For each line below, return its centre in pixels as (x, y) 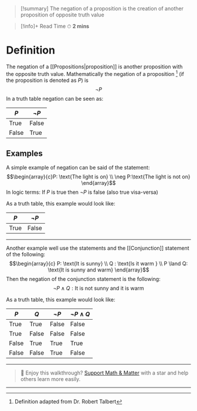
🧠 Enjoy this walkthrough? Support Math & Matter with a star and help (104, 373)
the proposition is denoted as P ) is (47, 80)
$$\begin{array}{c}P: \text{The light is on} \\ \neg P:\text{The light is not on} (98, 177)
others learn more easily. (50, 379)
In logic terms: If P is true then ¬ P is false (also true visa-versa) (82, 192)
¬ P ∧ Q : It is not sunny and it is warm (98, 289)
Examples (24, 153)
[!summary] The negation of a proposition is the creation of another (102, 9)
